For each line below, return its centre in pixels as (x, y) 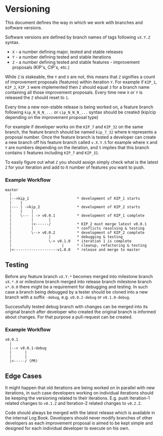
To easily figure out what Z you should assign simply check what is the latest (82, 162)
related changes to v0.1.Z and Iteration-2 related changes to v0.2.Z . (73, 403)
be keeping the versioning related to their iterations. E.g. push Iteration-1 (77, 398)
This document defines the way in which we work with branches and (74, 22)
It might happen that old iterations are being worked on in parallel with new (80, 388)
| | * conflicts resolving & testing (77, 228)
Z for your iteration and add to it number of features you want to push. (75, 167)
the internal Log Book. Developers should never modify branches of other (79, 418)
